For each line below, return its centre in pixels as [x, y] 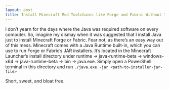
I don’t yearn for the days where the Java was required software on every [82, 29]
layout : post [19, 10]
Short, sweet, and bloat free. [35, 81]
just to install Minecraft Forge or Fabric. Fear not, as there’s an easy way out [84, 40]
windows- [154, 56]
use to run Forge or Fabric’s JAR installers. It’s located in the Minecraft [78, 51]
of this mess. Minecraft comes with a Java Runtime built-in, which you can [83, 45]
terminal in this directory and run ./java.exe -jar [57, 67]
